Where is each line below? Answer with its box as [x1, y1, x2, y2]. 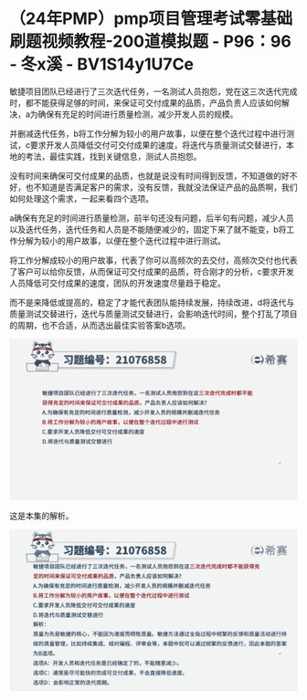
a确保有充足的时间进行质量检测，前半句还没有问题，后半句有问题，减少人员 [9, 212, 294, 224]
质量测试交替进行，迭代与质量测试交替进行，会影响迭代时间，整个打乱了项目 [9, 308, 298, 319]
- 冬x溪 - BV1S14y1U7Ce [9, 54, 195, 75]
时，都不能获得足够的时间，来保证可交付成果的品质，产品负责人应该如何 [9, 97, 281, 108]
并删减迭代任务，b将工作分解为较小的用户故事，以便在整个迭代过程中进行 [9, 128, 287, 139]
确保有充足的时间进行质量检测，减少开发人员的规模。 [37, 109, 238, 120]
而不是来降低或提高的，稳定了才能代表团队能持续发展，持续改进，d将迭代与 [9, 297, 295, 308]
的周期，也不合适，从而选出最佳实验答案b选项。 [9, 319, 191, 330]
